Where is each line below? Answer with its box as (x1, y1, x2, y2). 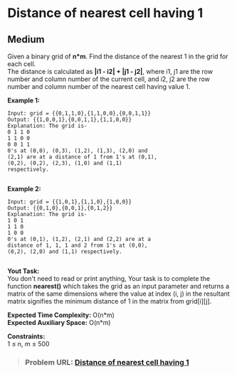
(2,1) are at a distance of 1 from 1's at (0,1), (7, 154, 158, 161)
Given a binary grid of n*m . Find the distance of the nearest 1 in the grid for (7, 52, 228, 60)
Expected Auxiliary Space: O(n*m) (7, 319, 111, 326)
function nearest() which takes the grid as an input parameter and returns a (7, 282, 230, 290)
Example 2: (7, 185, 41, 193)
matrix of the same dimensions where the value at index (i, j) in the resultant (7, 289, 230, 298)
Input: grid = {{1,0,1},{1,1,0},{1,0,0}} (7, 198, 132, 205)
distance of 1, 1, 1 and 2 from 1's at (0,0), (7, 242, 148, 249)
